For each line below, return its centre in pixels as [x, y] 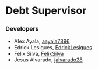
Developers [22, 29]
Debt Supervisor [46, 11]
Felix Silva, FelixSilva [39, 54]
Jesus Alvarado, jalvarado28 [48, 60]
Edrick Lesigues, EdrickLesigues [53, 48]
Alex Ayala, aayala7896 [42, 41]
